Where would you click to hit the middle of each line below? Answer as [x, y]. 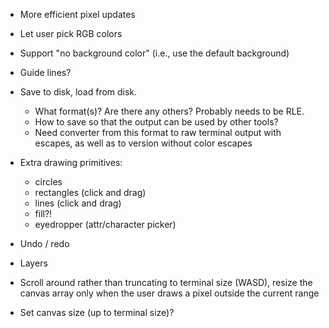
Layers [33, 263]
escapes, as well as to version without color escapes [143, 143]
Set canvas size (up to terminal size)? [97, 312]
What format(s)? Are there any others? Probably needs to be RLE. [169, 111]
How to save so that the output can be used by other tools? [156, 122]
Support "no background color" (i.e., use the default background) [154, 53]
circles [48, 182]
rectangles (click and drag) [90, 192]
